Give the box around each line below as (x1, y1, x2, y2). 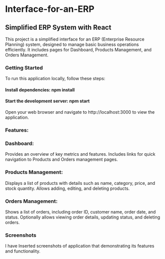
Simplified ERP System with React (5, 23, 112, 32)
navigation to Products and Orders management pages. (5, 157, 118, 163)
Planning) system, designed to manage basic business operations (5, 42, 139, 47)
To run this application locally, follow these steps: (5, 76, 105, 82)
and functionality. (5, 248, 41, 254)
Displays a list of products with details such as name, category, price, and (5, 180, 156, 186)
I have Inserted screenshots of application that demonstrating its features (5, 243, 155, 249)
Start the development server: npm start (5, 98, 90, 104)
